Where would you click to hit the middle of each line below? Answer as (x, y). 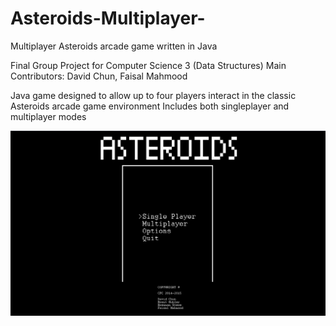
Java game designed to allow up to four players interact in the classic (153, 95)
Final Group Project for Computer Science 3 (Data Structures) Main (148, 65)
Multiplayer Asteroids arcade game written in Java (114, 46)
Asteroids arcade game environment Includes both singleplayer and (150, 106)
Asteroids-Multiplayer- (108, 18)
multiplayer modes (48, 116)
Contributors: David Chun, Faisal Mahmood (99, 76)
